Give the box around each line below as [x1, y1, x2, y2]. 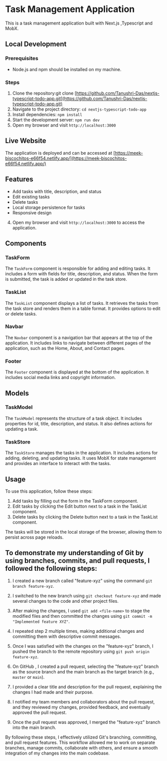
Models [5, 389, 29, 398]
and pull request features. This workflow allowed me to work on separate [5, 739, 156, 745]
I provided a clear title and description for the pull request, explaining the [12, 683, 162, 689]
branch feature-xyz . [12, 583, 54, 589]
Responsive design [12, 209, 52, 216]
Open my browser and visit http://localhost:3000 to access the [12, 219, 145, 225]
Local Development [5, 40, 67, 49]
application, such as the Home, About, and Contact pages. [5, 345, 126, 351]
